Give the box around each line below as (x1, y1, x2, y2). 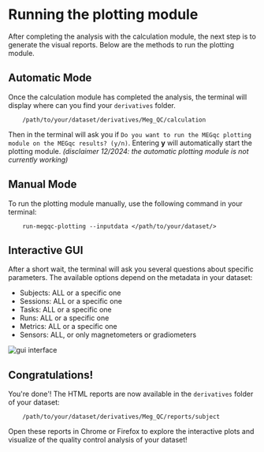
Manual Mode (8, 177, 77, 191)
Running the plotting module (8, 6, 199, 24)
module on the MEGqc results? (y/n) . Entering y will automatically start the (8, 138, 252, 148)
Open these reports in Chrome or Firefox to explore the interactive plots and (8, 427, 255, 436)
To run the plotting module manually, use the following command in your (8, 199, 243, 208)
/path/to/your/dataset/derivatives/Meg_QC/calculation (22, 116, 206, 124)
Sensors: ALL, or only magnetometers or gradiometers (19, 330, 197, 340)
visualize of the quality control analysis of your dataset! (8, 435, 188, 445)
